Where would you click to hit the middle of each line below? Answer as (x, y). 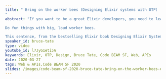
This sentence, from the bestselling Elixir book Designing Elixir (76, 37)
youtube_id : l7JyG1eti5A (31, 50)
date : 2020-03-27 (23, 60)
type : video (17, 46)
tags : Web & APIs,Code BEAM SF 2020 (43, 64)
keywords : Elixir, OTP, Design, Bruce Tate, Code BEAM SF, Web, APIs (78, 55)
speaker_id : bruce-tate (30, 41)
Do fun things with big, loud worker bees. (51, 28)
